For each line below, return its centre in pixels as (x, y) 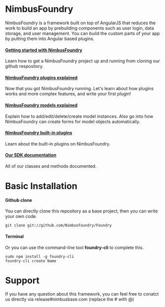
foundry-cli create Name (31, 261)
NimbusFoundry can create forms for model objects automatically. (73, 121)
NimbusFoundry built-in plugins (39, 133)
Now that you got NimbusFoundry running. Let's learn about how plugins (80, 89)
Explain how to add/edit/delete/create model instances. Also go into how (79, 116)
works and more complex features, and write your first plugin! (68, 94)
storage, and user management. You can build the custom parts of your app (82, 33)
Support (22, 280)
